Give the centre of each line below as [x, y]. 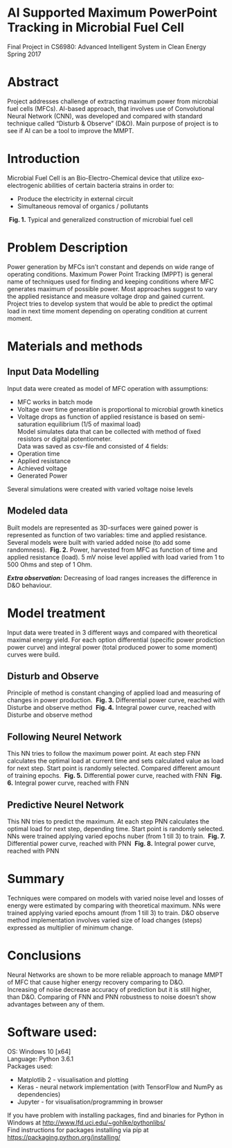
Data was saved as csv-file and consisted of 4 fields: [92, 446]
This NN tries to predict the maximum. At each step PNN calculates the [108, 821]
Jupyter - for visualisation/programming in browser [90, 1102]
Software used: [52, 1032]
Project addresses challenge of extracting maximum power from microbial [113, 101]
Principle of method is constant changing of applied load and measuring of [114, 693]
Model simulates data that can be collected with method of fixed [109, 431]
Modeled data [38, 511]
